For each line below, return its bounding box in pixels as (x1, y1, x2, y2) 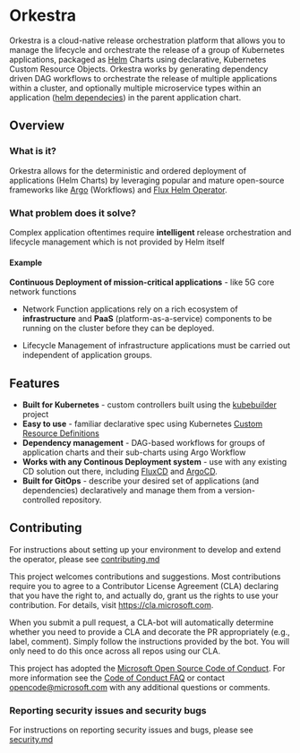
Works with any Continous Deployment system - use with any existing (21, 456, 287, 466)
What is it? (9, 145, 56, 158)
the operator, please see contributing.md (9, 553, 160, 564)
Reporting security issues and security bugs (9, 704, 207, 716)
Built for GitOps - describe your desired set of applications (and (21, 475, 260, 486)
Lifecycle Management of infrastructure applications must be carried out (21, 340, 291, 351)
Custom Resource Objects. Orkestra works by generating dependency (9, 64, 269, 74)
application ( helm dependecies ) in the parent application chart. (9, 91, 242, 103)
